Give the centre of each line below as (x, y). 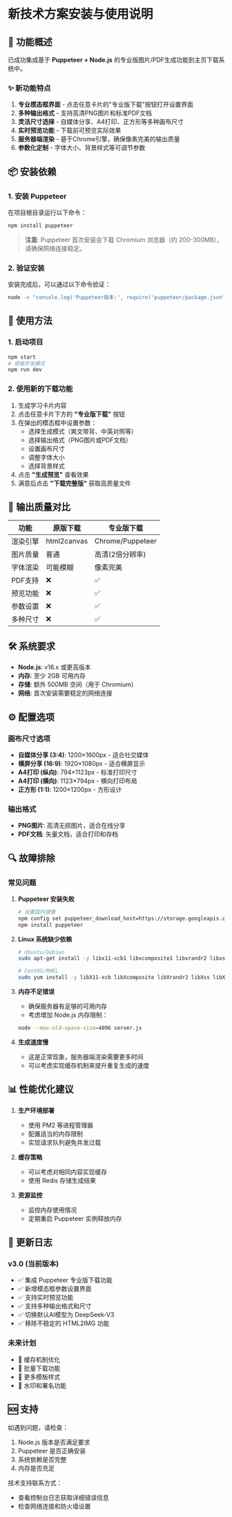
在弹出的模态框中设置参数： (57, 422)
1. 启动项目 (26, 342)
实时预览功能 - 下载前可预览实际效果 (69, 130)
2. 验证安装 (26, 268)
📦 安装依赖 (32, 171)
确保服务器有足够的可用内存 (68, 1006)
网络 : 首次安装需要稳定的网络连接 (65, 693)
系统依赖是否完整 (42, 1459)
